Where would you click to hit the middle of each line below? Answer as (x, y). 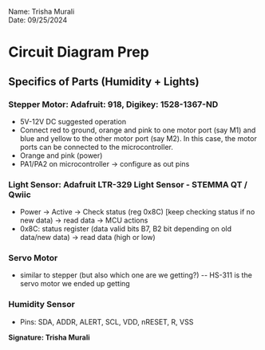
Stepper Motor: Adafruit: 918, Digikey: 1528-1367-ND (113, 104)
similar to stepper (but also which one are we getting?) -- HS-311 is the (136, 275)
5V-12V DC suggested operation (73, 121)
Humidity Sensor (42, 305)
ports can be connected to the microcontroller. (96, 147)
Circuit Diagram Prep (79, 52)
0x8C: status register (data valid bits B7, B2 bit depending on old (125, 229)
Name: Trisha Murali (42, 12)
